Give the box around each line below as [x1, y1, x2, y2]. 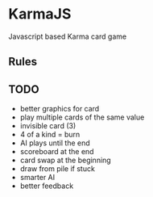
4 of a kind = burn [19, 130, 81, 140]
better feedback [19, 181, 74, 191]
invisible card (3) [19, 121, 76, 131]
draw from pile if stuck [19, 164, 95, 174]
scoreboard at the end [19, 147, 94, 157]
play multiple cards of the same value [19, 112, 145, 122]
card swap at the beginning [19, 155, 111, 166]
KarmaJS [8, 5, 72, 23]
